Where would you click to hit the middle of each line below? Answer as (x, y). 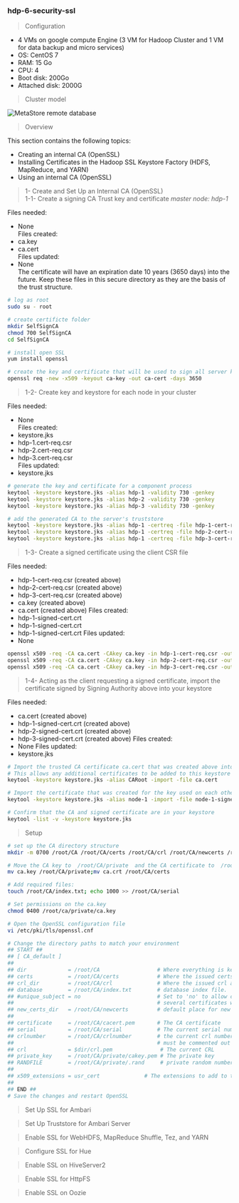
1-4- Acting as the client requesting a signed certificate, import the (122, 681)
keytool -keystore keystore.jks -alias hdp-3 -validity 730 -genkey (111, 506)
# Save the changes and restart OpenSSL (68, 1096)
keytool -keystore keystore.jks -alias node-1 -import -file (100, 800)
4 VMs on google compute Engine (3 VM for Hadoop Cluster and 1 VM (121, 40)
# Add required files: (41, 885)
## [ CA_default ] (34, 957)
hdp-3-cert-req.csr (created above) (70, 595)
